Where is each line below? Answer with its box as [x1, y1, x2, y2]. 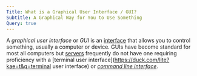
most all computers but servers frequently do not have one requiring [6, 50, 177, 57]
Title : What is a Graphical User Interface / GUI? [6, 9, 137, 15]
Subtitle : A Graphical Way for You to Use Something [6, 15, 142, 21]
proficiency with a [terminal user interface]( [6, 56, 115, 64]
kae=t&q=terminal [6, 63, 52, 70]
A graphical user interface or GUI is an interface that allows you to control [6, 37, 191, 44]
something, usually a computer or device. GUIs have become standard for [6, 43, 191, 50]
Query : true [6, 20, 36, 26]
